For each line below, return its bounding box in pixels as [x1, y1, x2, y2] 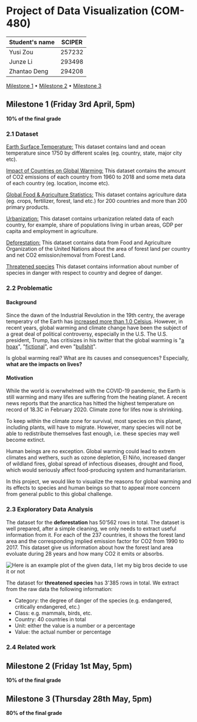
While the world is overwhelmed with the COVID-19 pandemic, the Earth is [6, 388, 186, 395]
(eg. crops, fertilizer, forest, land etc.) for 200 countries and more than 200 [6, 198, 188, 205]
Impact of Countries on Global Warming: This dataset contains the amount [6, 167, 186, 175]
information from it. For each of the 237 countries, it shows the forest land [6, 531, 185, 538]
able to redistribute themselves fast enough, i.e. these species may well [6, 430, 180, 437]
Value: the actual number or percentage [14, 628, 112, 635]
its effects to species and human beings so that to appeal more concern [6, 484, 181, 491]
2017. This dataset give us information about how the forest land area [6, 544, 173, 551]
